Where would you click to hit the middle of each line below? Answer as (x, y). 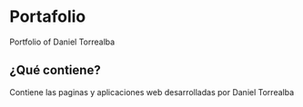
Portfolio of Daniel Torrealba (62, 42)
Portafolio (48, 17)
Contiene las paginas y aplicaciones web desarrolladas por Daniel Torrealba (152, 92)
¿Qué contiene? (56, 70)
